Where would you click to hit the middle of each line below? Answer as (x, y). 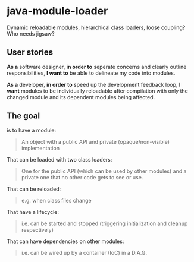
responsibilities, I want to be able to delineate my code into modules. (91, 73)
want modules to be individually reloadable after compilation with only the (97, 91)
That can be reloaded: (34, 189)
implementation (40, 148)
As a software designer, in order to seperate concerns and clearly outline (97, 67)
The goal (24, 116)
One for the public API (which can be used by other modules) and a (104, 171)
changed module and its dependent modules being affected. (81, 97)
